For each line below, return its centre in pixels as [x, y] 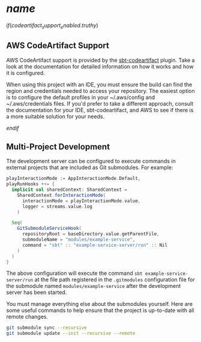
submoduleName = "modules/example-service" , [79, 240]
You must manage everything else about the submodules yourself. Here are [100, 304]
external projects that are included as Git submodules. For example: [90, 167]
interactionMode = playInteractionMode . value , [81, 201]
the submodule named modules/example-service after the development [94, 286]
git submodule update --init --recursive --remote [71, 334]
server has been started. [37, 292]
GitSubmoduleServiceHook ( [49, 229]
